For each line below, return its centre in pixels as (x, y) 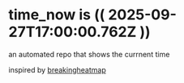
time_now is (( (57, 15)
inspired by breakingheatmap (58, 69)
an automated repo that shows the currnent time (89, 54)
